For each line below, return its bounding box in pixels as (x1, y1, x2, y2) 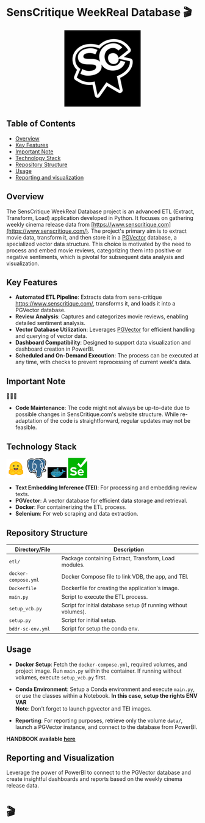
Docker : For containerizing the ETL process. (15, 503, 127, 511)
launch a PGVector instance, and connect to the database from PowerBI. (15, 723, 198, 731)
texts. (15, 491, 29, 498)
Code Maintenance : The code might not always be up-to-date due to (15, 404, 190, 412)
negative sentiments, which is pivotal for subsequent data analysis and (6, 253, 184, 260)
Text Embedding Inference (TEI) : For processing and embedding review (15, 484, 197, 491)
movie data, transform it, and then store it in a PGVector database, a (6, 233, 177, 241)
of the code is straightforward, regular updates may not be (43, 417, 191, 425)
